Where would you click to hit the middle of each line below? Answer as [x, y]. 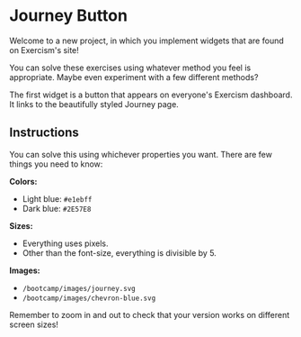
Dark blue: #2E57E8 [57, 208]
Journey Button [69, 16]
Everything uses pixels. [65, 243]
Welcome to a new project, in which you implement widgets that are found [147, 41]
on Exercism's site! [44, 50]
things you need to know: [56, 164]
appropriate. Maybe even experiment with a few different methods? [134, 77]
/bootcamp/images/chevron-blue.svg [89, 298]
